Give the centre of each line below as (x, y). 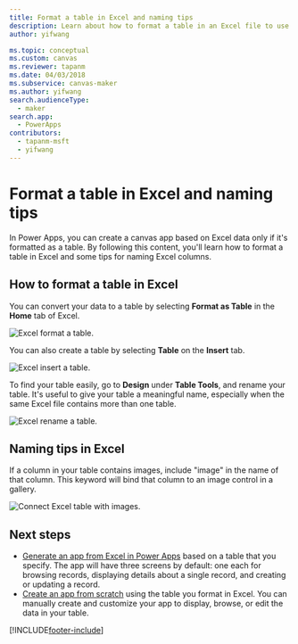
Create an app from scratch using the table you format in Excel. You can (154, 594)
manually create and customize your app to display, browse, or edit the (153, 604)
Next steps (40, 535)
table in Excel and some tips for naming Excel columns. (111, 256)
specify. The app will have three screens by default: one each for (141, 566)
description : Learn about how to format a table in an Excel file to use (149, 26)
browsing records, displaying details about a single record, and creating (154, 575)
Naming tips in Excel (67, 448)
